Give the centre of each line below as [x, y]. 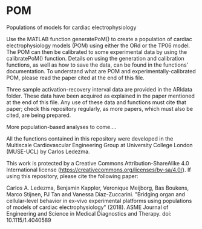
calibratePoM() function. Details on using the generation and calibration [95, 58]
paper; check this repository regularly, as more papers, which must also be [100, 108]
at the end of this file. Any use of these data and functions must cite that [96, 102]
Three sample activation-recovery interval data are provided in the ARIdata [99, 89]
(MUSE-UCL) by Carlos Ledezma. [48, 151]
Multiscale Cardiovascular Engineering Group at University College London [99, 145]
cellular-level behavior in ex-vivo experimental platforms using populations [99, 201]
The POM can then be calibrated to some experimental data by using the [97, 51]
